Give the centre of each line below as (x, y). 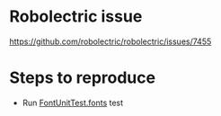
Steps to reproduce (82, 78)
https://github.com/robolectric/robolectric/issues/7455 (110, 41)
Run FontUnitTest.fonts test (73, 103)
